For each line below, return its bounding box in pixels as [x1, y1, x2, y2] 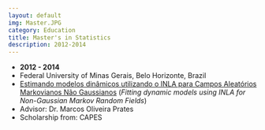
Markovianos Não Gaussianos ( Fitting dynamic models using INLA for [19, 87, 246, 97]
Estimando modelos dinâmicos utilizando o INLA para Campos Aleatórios [19, 80, 257, 89]
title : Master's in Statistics [8, 33, 111, 42]
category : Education [8, 26, 77, 34]
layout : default [8, 11, 62, 20]
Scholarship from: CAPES [19, 113, 103, 122]
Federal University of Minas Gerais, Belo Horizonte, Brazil [19, 71, 207, 80]
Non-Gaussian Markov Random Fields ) [19, 96, 147, 106]
